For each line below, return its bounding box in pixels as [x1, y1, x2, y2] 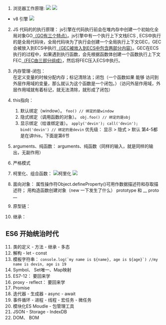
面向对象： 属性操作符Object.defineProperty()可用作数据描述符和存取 [12, 181, 154, 187]
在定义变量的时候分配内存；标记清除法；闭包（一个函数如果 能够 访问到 [12, 75, 159, 80]
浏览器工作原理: [12, 5, 45, 11]
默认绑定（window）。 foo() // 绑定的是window [20, 108, 114, 114]
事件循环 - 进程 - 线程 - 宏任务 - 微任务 [12, 297, 92, 303]
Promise [12, 285, 30, 291]
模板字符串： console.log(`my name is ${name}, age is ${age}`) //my [12, 256, 158, 262]
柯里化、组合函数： [12, 170, 53, 176]
